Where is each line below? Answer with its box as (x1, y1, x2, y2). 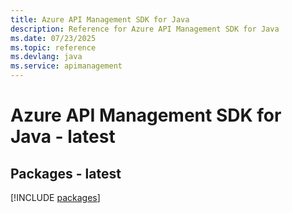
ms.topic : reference (10, 42, 97, 53)
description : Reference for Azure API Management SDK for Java (10, 24, 280, 34)
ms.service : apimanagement (10, 61, 123, 71)
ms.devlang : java (10, 52, 83, 62)
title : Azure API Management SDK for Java (10, 14, 190, 25)
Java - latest (10, 126, 116, 148)
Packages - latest (10, 165, 122, 182)
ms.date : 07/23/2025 (10, 33, 97, 43)
